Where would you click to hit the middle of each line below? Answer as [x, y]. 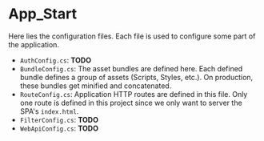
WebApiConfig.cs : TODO [59, 128]
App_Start [43, 14]
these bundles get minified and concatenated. [96, 86]
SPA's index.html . [49, 111]
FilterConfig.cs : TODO [59, 119]
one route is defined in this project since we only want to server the [131, 103]
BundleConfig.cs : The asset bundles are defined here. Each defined [131, 68]
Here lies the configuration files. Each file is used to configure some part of [132, 36]
